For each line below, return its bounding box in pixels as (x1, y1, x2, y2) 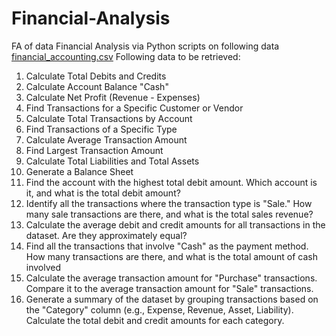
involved (25, 261, 62, 273)
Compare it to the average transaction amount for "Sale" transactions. (25, 282, 314, 294)
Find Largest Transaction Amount (25, 144, 164, 156)
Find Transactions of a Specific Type (25, 123, 178, 135)
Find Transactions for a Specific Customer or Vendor (25, 102, 244, 114)
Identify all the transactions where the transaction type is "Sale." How (25, 197, 313, 209)
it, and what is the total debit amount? (25, 187, 181, 199)
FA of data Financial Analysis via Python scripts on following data (11, 40, 280, 52)
